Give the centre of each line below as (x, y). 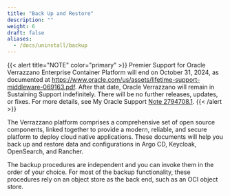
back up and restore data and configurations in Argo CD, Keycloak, (102, 144)
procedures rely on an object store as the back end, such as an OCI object (113, 179)
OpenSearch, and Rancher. (45, 151)
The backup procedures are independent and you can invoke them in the (111, 165)
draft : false (26, 33)
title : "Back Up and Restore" (51, 13)
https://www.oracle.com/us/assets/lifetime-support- (126, 79)
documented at (29, 79)
